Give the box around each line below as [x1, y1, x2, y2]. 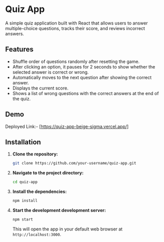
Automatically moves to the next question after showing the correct [12, 74, 152, 80]
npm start [12, 217, 34, 222]
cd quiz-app [12, 179, 38, 184]
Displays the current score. [12, 85, 69, 91]
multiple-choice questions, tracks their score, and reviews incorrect [5, 25, 145, 31]
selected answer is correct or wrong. [12, 69, 89, 75]
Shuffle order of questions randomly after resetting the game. [12, 58, 140, 64]
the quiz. [12, 95, 31, 101]
